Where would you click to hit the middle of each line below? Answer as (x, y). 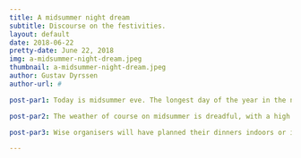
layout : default (39, 34)
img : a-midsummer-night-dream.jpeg (76, 59)
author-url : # (36, 84)
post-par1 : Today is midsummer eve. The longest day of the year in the (148, 100)
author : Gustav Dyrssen (54, 76)
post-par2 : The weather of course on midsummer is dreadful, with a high (150, 116)
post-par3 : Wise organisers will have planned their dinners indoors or (148, 132)
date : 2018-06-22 (42, 42)
